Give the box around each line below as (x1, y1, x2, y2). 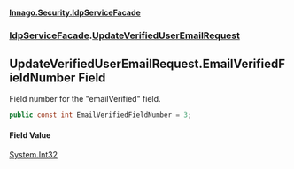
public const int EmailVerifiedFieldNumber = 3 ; (9, 111, 192, 119)
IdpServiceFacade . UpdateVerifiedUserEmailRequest (9, 29, 241, 42)
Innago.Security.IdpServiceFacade (9, 7, 142, 18)
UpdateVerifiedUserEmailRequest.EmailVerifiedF (9, 56, 286, 71)
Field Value (9, 129, 51, 141)
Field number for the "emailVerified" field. (9, 94, 161, 104)
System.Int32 (9, 150, 58, 160)
